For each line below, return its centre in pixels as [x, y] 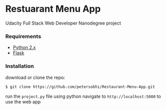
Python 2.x [24, 48]
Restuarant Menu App [53, 9]
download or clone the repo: [35, 77]
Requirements [23, 36]
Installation [20, 66]
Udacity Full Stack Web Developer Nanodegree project [63, 23]
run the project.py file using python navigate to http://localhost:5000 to [83, 96]
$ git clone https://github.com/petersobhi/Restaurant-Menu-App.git [80, 87]
